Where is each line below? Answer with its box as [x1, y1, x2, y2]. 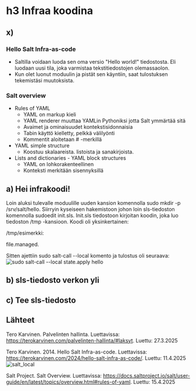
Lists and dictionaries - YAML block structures [14, 155, 126, 162]
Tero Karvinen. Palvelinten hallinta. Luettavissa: [6, 331, 120, 338]
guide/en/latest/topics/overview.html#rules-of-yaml [6, 378, 130, 385]
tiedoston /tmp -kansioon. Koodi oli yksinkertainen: [6, 218, 129, 225]
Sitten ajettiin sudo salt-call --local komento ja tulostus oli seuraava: [6, 252, 170, 259]
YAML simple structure [14, 142, 70, 149]
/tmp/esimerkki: [6, 229, 44, 236]
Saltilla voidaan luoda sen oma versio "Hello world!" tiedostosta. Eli [14, 58, 176, 65]
